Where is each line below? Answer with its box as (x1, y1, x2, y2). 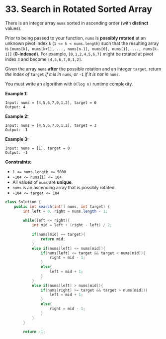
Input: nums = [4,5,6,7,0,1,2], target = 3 (5, 123, 97, 128)
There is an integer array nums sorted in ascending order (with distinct (5, 20, 149, 26)
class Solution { (5, 199, 41, 204)
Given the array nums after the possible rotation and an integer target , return (5, 66, 162, 72)
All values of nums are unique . (12, 179, 73, 185)
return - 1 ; (23, 330, 46, 335)
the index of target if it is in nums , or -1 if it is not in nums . (5, 71, 120, 77)
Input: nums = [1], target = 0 (5, 146, 70, 151)
